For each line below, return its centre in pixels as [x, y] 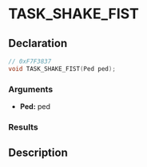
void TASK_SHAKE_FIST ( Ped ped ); [62, 68]
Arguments [31, 89]
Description [38, 153]
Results [23, 126]
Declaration [38, 43]
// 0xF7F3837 [30, 61]
